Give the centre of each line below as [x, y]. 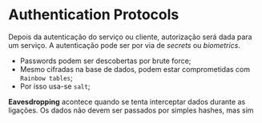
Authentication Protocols [94, 15]
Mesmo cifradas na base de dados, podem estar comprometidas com [135, 69]
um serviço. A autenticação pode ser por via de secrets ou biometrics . [124, 45]
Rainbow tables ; [46, 77]
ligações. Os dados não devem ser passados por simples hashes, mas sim [131, 110]
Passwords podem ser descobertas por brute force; [105, 61]
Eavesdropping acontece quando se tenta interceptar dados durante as [127, 101]
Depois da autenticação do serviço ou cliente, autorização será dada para [130, 37]
